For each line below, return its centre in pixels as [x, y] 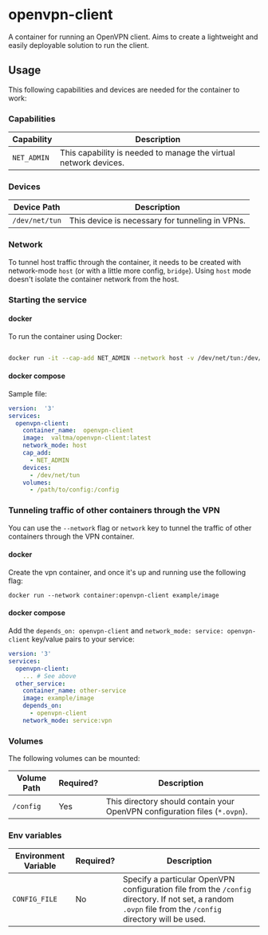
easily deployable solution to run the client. [79, 45]
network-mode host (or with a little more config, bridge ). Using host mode [130, 270]
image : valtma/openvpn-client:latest [87, 438]
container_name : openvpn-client [78, 431]
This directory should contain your [170, 802]
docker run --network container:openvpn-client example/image [114, 595]
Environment [40, 856]
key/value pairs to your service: [83, 639]
